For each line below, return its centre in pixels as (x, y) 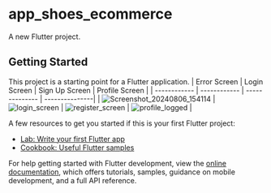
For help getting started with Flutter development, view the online (118, 163)
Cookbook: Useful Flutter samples (77, 148)
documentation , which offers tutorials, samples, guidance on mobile (122, 172)
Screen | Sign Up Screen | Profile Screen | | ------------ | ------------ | (127, 90)
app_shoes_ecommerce (90, 14)
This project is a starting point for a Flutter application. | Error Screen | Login (136, 81)
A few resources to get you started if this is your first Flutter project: (122, 123)
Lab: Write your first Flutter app (73, 139)
